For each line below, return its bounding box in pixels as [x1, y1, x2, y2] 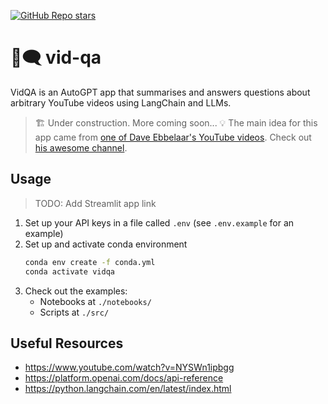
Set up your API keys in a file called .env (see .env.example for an [24, 216, 295, 229]
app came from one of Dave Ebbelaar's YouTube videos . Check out [34, 131, 312, 143]
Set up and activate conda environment [24, 238, 188, 250]
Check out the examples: [24, 285, 128, 297]
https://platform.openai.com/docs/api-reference [24, 372, 224, 384]
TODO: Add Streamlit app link [34, 197, 157, 209]
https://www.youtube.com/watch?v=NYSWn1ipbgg [24, 361, 235, 374]
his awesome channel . [34, 141, 128, 154]
